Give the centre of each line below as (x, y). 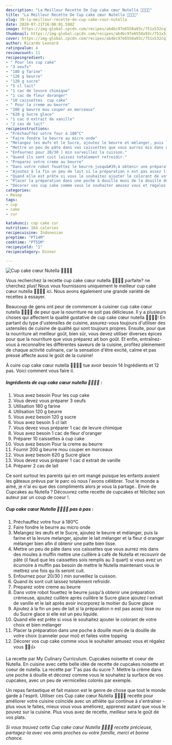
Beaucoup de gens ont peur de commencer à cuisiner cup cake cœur (79, 307)
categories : (18, 190)
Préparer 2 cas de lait (36, 466)
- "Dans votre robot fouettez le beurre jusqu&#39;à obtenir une (77, 166)
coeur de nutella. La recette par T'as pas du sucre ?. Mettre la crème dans (84, 669)
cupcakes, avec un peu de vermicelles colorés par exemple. (69, 680)
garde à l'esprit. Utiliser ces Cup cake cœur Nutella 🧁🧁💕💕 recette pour (80, 696)
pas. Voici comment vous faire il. (40, 371)
